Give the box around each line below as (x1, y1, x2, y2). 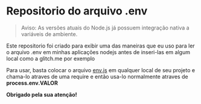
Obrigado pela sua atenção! (6, 91, 77, 98)
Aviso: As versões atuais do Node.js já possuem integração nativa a (21, 24, 190, 31)
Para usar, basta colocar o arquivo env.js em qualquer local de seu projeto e (6, 66, 195, 73)
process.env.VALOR (6, 79, 59, 87)
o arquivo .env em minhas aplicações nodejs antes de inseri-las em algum (6, 48, 190, 55)
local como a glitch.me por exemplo (6, 55, 95, 62)
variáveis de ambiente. (21, 30, 78, 37)
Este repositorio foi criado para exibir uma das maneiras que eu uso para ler (6, 42, 195, 49)
